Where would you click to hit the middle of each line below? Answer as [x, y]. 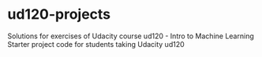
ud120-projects [59, 14]
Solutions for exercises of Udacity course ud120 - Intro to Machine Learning [131, 36]
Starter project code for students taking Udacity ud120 [96, 44]
